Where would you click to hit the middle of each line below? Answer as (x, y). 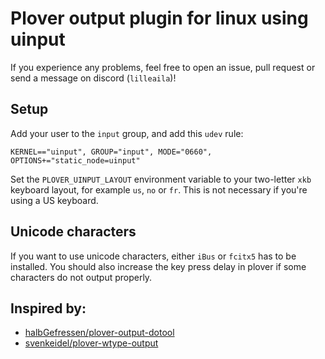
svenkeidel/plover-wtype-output (91, 343)
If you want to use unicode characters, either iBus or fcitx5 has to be (153, 256)
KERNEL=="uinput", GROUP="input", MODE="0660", (111, 152)
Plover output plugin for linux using (159, 18)
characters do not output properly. (81, 277)
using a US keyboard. (54, 200)
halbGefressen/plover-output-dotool (99, 333)
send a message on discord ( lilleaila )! (93, 78)
